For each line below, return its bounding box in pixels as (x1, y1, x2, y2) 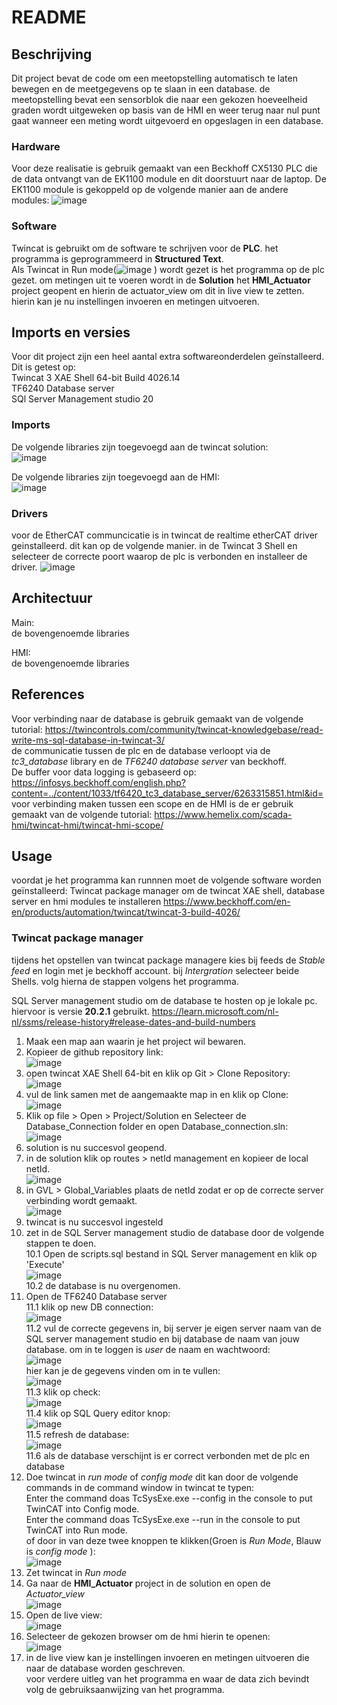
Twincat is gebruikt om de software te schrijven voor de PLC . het (11, 242, 279, 254)
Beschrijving (11, 46, 93, 63)
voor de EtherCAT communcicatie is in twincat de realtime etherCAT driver (11, 529, 319, 541)
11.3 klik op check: (25, 1386, 101, 1398)
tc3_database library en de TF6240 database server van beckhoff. (11, 755, 287, 767)
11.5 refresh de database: (25, 1428, 130, 1440)
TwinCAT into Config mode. (25, 1502, 140, 1515)
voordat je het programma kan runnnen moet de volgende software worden (11, 874, 322, 886)
